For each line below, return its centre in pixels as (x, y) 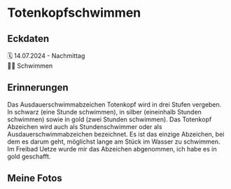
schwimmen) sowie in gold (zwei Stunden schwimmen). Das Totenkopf (110, 119)
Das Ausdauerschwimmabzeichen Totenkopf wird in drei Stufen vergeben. (114, 104)
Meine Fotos (35, 178)
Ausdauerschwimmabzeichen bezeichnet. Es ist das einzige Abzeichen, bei (116, 134)
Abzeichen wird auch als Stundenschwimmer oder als (85, 126)
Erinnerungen (38, 88)
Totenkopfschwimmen (74, 13)
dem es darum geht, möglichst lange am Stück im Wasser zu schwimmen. (114, 142)
